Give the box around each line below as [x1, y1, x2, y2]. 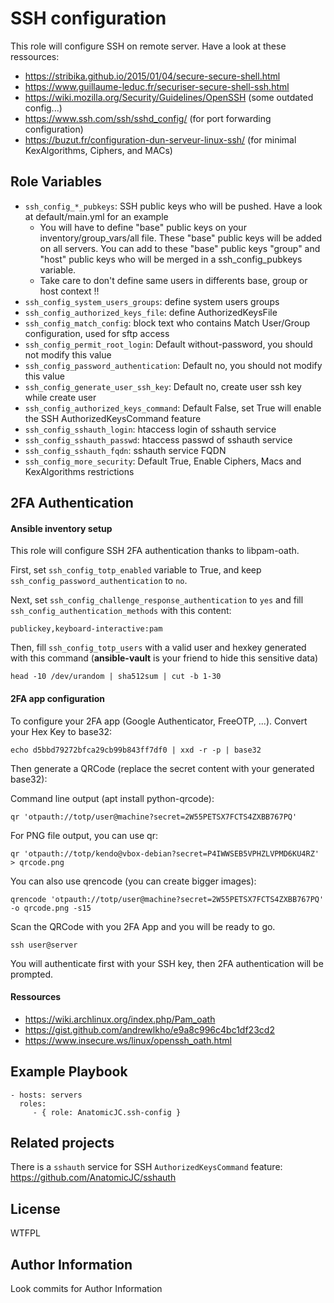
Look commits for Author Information [10, 1283, 163, 1294]
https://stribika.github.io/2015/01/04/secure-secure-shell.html [24, 70, 281, 82]
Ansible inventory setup [10, 522, 113, 534]
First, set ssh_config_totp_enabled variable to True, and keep [10, 564, 262, 576]
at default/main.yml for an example [24, 210, 169, 222]
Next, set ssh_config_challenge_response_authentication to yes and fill [10, 594, 304, 606]
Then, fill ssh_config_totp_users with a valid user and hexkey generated [10, 642, 307, 654]
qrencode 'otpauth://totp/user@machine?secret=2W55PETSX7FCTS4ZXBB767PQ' [10, 894, 325, 904]
